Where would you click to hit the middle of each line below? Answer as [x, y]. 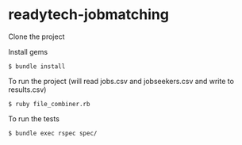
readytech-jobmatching [88, 15]
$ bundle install [37, 66]
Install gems [28, 52]
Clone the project [36, 36]
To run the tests [34, 118]
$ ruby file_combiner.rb [49, 104]
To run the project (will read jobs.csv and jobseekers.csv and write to [121, 81]
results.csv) [27, 90]
